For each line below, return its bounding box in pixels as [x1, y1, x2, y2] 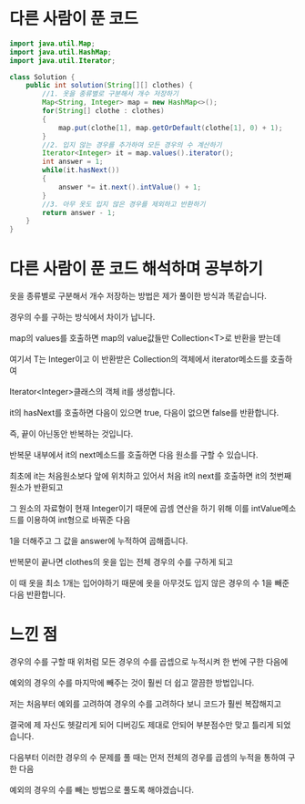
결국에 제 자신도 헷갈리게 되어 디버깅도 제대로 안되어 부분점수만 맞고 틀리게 [9, 719, 275, 730]
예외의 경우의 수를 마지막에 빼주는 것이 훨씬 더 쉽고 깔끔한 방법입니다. [9, 677, 255, 688]
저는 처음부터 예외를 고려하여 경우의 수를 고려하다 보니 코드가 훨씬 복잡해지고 [9, 698, 282, 709]
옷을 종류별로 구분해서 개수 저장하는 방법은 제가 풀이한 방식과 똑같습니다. [9, 291, 267, 302]
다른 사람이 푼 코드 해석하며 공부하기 [9, 259, 264, 279]
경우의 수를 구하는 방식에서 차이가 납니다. [9, 312, 156, 323]
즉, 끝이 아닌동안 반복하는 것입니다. [9, 428, 134, 439]
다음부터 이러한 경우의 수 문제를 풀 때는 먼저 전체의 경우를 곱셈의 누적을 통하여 [9, 752, 287, 763]
